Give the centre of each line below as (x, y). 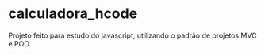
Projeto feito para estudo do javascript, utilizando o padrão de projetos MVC (132, 35)
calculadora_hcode (73, 14)
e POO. (20, 43)
